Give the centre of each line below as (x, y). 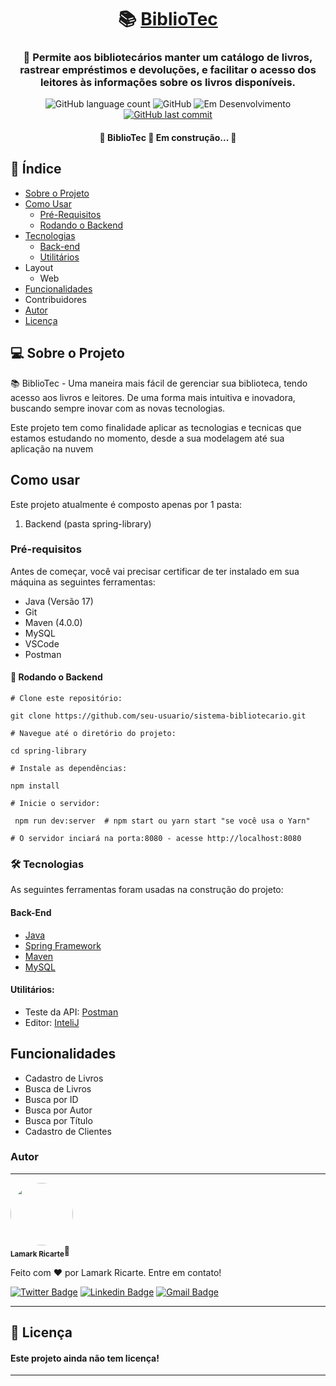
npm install (35, 786)
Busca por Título (58, 1120)
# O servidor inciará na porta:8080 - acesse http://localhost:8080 (156, 839)
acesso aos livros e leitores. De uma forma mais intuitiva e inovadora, (153, 397)
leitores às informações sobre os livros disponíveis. (168, 83)
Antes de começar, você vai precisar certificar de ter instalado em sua (155, 571)
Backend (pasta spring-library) (88, 523)
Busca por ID (51, 1099)
